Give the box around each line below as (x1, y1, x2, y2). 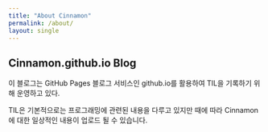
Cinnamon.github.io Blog (8, 56, 137, 70)
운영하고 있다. (16, 89, 60, 98)
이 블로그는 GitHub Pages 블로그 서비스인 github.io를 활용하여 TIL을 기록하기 (8, 78, 252, 88)
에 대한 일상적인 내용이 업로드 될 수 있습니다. (8, 115, 148, 125)
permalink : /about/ (8, 19, 74, 27)
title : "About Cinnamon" (8, 11, 92, 20)
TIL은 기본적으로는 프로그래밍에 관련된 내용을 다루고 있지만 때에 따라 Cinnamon (8, 106, 259, 115)
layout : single (8, 26, 60, 34)
